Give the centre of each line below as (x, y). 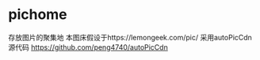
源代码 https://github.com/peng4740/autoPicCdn (88, 47)
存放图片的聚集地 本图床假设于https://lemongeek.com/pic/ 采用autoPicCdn (130, 37)
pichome (38, 15)
